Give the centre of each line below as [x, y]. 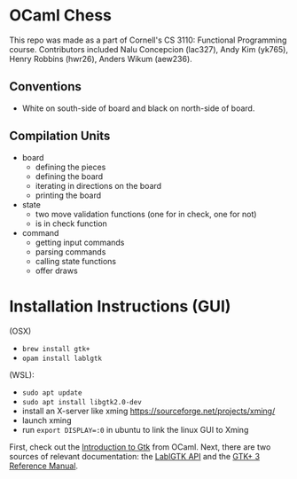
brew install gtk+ [56, 349]
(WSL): [22, 374]
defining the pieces [70, 167]
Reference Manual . [43, 466]
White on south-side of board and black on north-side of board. [138, 108]
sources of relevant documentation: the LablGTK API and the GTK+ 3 [134, 456]
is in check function [71, 224]
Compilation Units [60, 136]
